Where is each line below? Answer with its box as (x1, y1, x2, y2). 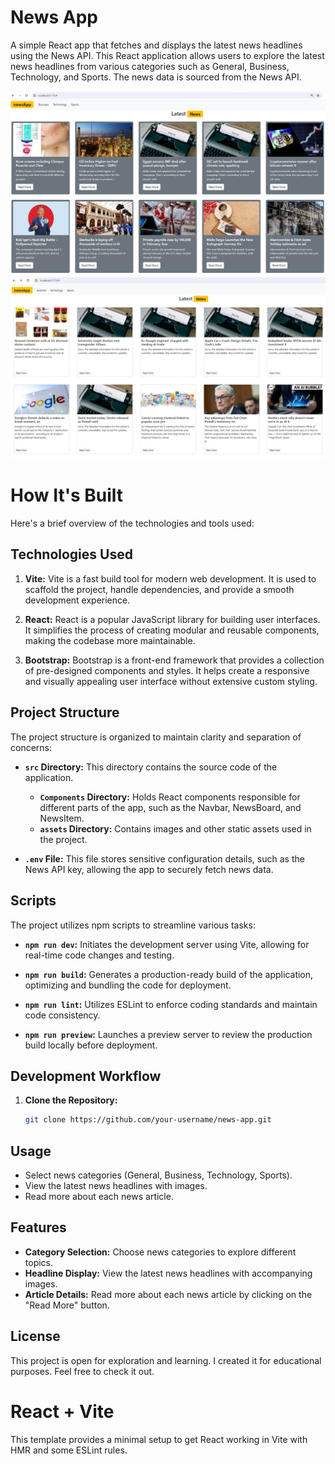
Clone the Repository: (24, 1094, 118, 1106)
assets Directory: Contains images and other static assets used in (39, 822, 312, 835)
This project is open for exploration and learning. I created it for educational (10, 1354, 322, 1366)
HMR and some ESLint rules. (10, 1444, 128, 1456)
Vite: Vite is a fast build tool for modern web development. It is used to (24, 572, 317, 585)
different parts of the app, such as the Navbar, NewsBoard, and (39, 801, 302, 813)
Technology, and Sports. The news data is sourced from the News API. (10, 71, 302, 83)
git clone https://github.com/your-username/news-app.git (24, 1115, 272, 1125)
